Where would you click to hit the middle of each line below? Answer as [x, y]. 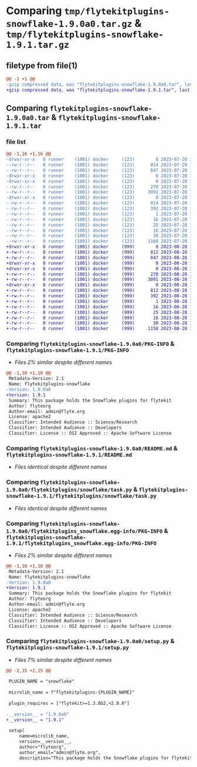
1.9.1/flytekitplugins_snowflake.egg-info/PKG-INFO [81, 543]
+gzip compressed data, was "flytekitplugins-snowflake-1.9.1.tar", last [98, 90]
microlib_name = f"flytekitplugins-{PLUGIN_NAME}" [72, 692]
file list [16, 142]
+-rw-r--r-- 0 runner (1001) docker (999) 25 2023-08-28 [97, 312]
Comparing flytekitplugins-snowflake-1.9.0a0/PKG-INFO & [90, 344]
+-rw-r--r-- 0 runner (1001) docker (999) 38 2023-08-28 [97, 323]
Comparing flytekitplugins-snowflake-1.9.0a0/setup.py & [90, 641]
